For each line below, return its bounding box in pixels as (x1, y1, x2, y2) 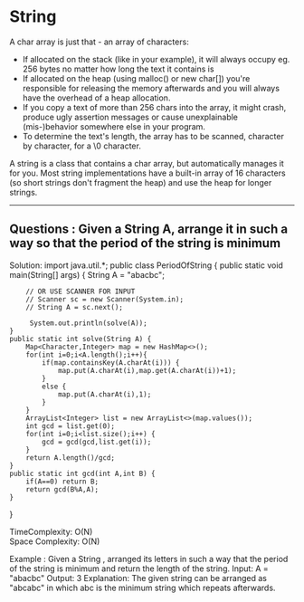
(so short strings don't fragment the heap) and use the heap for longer (9, 177, 272, 187)
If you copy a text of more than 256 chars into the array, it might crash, (22, 101, 287, 112)
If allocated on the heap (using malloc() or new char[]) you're (22, 72, 251, 83)
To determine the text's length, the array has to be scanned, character (22, 130, 285, 141)
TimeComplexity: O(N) (9, 526, 93, 537)
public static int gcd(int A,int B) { (9, 469, 156, 478)
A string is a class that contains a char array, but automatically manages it (9, 158, 285, 168)
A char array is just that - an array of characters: (9, 36, 190, 47)
